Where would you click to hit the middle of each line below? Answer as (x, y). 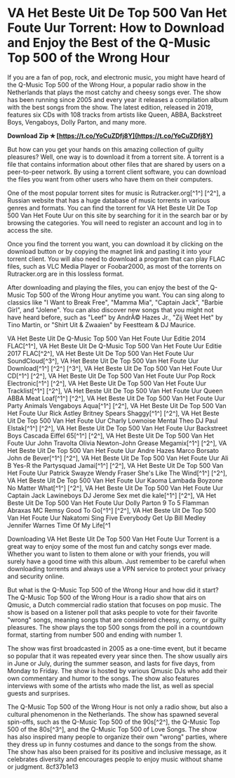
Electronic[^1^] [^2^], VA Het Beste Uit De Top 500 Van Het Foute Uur (107, 383)
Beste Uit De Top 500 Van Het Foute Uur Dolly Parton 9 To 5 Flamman (108, 503)
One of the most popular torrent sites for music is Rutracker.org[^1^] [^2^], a (116, 193)
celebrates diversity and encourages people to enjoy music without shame (115, 759)
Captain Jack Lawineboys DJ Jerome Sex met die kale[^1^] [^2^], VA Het (112, 495)
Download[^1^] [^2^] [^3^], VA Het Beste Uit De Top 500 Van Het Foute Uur (115, 368)
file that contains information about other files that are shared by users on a (116, 164)
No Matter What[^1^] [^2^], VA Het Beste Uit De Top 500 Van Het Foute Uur (115, 487)
